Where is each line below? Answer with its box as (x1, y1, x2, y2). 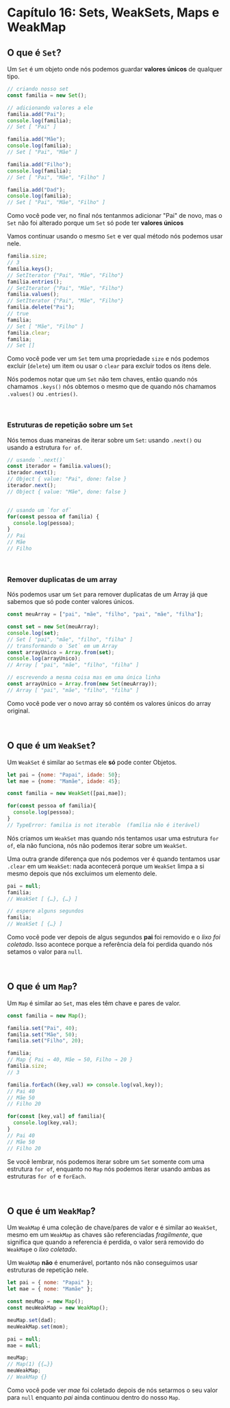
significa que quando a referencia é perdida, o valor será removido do (7, 1238, 204, 1247)
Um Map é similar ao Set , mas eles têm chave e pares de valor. (7, 998, 181, 1007)
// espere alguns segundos (7, 908, 84, 915)
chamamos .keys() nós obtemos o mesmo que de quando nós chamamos (7, 383, 217, 391)
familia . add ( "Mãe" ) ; (7, 136, 66, 143)
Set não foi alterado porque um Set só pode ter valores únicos (7, 219, 184, 227)
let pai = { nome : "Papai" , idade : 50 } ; (7, 771, 121, 778)
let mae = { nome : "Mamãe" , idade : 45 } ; (7, 778, 121, 785)
